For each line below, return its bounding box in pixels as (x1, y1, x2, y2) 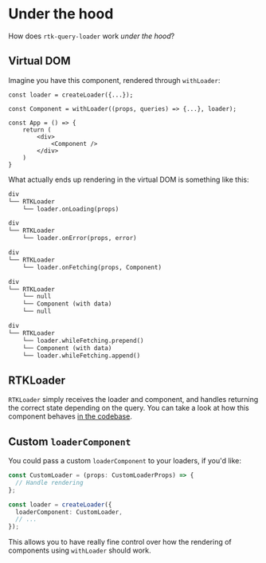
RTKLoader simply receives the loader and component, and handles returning (8, 395, 259, 404)
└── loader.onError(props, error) (22, 234, 137, 242)
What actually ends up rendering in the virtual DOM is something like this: (8, 175, 249, 184)
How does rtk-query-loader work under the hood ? (8, 31, 175, 41)
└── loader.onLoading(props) (22, 205, 119, 213)
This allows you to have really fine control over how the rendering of (8, 537, 233, 547)
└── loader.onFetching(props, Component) (22, 263, 162, 271)
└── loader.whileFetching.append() (22, 352, 141, 360)
